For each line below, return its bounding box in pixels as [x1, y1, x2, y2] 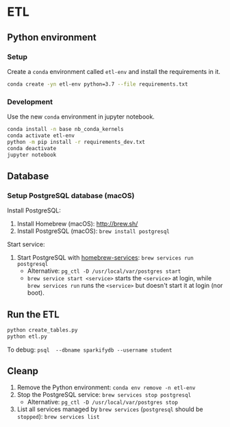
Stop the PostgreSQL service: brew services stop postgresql [16, 391, 192, 399]
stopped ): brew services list [16, 413, 100, 421]
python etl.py [7, 333, 48, 340]
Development [7, 97, 53, 106]
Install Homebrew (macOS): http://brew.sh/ [16, 220, 138, 228]
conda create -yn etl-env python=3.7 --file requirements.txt [7, 80, 188, 88]
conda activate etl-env [7, 132, 75, 139]
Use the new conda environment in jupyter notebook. [7, 112, 155, 121]
